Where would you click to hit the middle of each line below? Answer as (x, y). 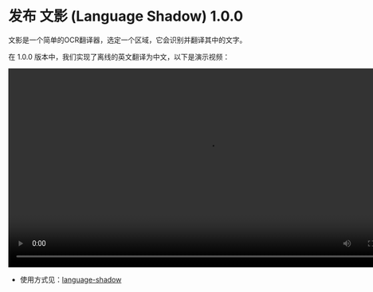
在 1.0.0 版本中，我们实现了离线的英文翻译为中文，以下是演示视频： (119, 56)
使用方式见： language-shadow (71, 279)
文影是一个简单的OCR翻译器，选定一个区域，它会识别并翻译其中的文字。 (128, 40)
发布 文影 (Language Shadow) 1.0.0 (126, 16)
